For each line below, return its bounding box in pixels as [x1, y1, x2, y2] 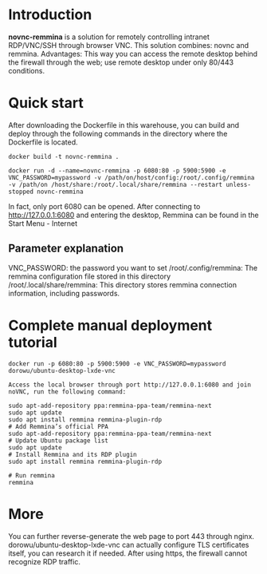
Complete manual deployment [8, 316, 213, 335]
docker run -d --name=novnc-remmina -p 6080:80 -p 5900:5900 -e [8, 166, 226, 175]
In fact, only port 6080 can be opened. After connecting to [8, 201, 201, 211]
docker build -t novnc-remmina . [8, 152, 120, 160]
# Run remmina [8, 471, 56, 480]
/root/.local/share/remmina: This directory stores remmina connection [8, 279, 238, 289]
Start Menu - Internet [8, 218, 78, 228]
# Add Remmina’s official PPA [8, 422, 109, 430]
